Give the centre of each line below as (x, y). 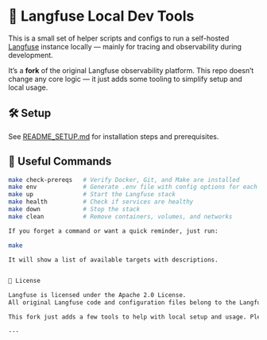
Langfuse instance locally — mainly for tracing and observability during (125, 46)
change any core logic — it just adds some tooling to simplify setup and (125, 79)
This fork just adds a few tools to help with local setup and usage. (128, 317)
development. (31, 55)
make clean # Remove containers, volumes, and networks (120, 216)
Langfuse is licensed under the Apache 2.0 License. (97, 296)
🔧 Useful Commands (60, 162)
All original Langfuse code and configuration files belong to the (122, 303)
